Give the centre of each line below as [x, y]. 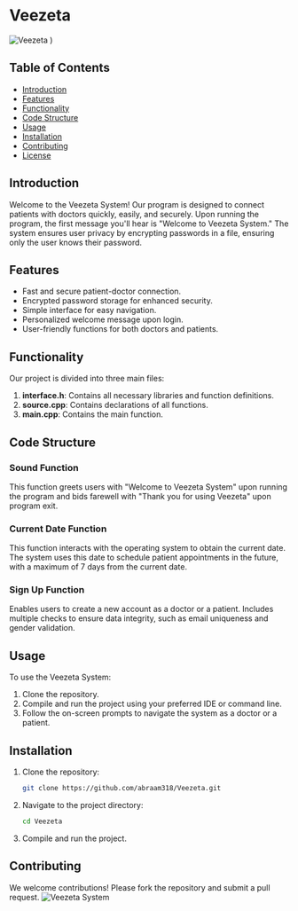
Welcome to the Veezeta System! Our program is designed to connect [137, 204]
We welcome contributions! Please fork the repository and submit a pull [140, 887]
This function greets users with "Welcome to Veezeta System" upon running [149, 487]
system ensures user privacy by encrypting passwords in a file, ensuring [142, 232]
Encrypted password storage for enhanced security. [117, 301]
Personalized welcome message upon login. [102, 319]
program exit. [34, 506]
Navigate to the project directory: [82, 805]
